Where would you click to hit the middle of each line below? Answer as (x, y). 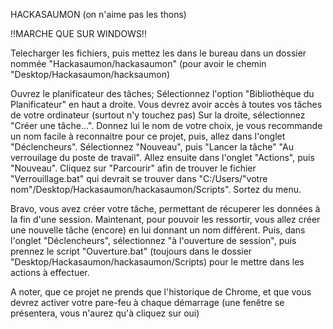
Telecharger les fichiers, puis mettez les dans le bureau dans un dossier (158, 53)
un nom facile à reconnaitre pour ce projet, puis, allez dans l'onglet (148, 136)
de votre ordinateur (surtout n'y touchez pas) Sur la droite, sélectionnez (158, 115)
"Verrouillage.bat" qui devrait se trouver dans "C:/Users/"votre (139, 178)
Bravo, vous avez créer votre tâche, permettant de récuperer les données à (165, 208)
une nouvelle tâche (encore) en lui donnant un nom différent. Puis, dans (158, 230)
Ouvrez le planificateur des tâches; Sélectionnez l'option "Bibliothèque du (162, 93)
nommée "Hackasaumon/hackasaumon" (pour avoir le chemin (138, 63)
